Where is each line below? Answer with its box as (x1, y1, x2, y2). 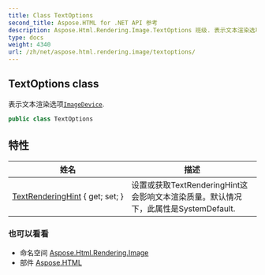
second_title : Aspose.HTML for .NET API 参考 (8, 19, 158, 27)
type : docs (8, 33, 44, 42)
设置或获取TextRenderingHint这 (131, 179, 248, 190)
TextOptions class (8, 77, 99, 91)
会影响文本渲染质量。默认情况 (131, 191, 242, 202)
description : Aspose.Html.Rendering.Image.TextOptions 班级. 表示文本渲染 (8, 26, 250, 34)
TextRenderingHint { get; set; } (12, 191, 124, 202)
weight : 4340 (8, 41, 51, 49)
